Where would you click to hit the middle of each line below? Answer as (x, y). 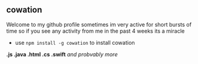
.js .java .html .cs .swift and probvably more (62, 54)
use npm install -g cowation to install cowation (75, 42)
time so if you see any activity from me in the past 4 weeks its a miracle (95, 31)
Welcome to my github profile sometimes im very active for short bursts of (99, 24)
